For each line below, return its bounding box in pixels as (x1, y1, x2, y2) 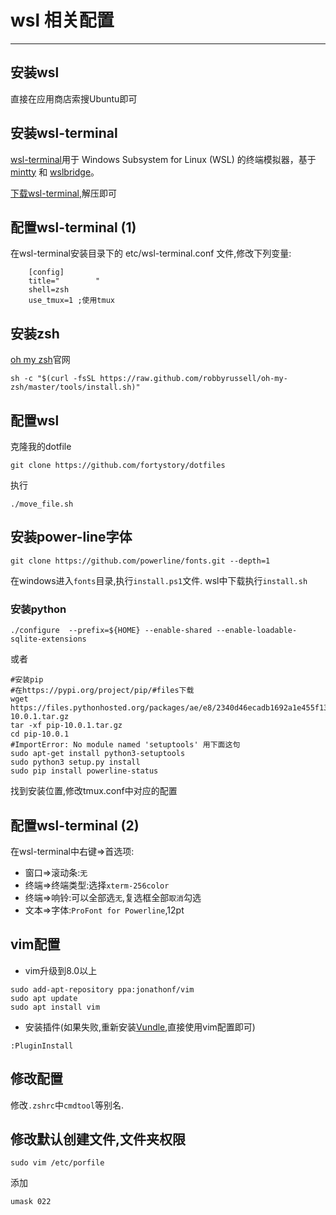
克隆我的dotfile (10, 441, 72, 452)
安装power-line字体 (10, 529, 133, 546)
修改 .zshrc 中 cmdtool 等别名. (10, 1099, 125, 1111)
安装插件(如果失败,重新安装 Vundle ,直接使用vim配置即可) (24, 1021, 256, 1033)
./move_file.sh (10, 499, 74, 509)
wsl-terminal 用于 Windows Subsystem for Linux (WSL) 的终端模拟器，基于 (10, 153, 317, 165)
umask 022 (10, 1197, 52, 1207)
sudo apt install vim (10, 1002, 101, 1012)
